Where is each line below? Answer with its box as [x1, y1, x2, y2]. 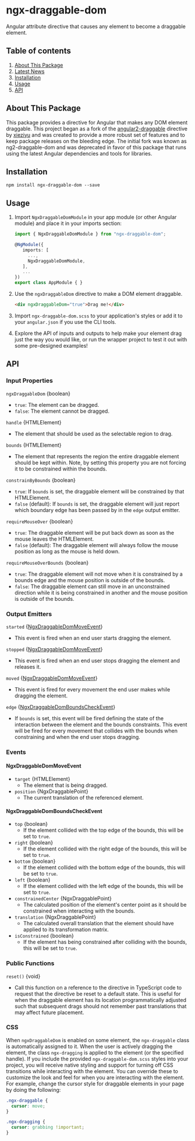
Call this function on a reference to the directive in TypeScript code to [14, 984, 182, 991]
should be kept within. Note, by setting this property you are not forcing [14, 459, 186, 466]
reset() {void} [6, 973, 41, 980]
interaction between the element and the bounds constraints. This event [14, 721, 187, 728]
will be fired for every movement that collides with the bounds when [14, 727, 178, 734]
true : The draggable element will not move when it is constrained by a [14, 570, 183, 578]
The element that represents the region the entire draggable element [14, 452, 179, 459]
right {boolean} [14, 839, 54, 846]
